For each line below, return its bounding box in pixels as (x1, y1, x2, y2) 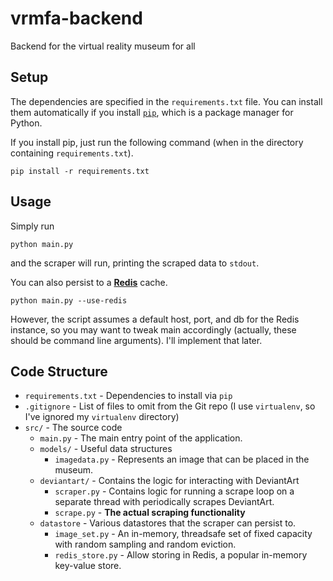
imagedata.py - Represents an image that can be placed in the (54, 453, 310, 466)
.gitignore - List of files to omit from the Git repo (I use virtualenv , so (24, 400, 316, 412)
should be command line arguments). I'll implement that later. (10, 334, 263, 346)
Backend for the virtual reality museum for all (10, 40, 196, 52)
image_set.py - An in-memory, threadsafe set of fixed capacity (54, 528, 313, 540)
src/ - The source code (24, 422, 123, 434)
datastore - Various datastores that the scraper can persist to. (39, 517, 297, 529)
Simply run (10, 220, 55, 232)
